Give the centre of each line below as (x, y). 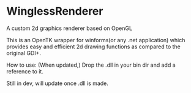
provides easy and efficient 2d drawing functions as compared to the (93, 46)
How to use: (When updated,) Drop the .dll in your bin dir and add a (91, 65)
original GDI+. (24, 53)
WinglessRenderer (55, 11)
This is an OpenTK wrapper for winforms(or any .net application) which (96, 40)
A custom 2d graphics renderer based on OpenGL (69, 28)
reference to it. (25, 71)
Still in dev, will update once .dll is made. (58, 83)
